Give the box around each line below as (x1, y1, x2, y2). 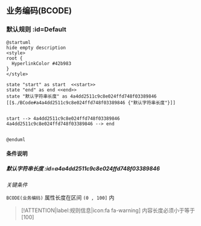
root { (6, 55, 23, 61)
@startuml (6, 39, 31, 45)
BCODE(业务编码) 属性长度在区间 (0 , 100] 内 (6, 194, 115, 201)
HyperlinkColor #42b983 (11, 60, 71, 66)
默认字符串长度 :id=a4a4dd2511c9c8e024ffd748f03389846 (6, 165, 160, 172)
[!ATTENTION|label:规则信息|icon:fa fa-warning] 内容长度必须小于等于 (21, 207, 195, 214)
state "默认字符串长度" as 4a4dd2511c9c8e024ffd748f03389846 (6, 93, 157, 99)
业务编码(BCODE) (6, 5, 72, 16)
